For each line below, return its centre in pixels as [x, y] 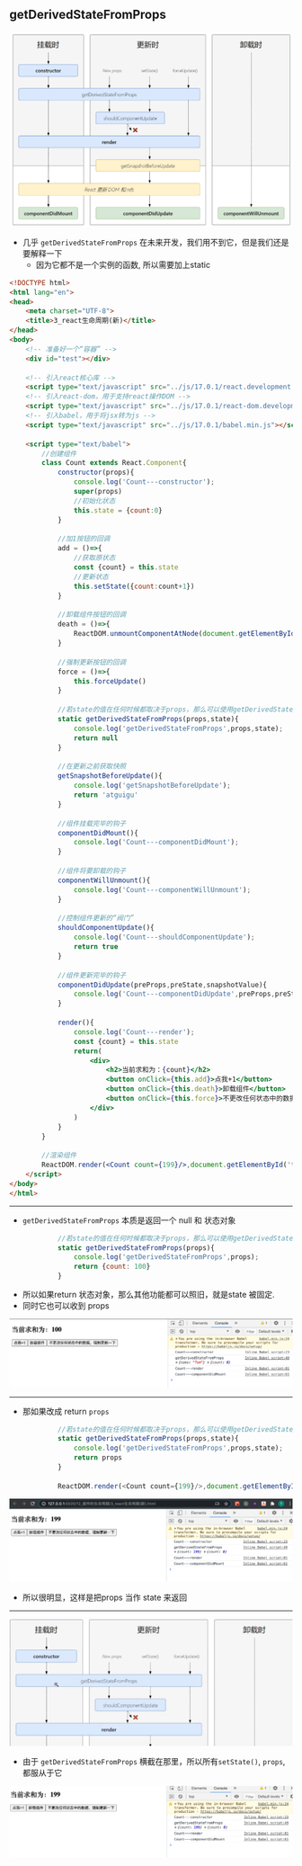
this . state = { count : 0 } [118, 510]
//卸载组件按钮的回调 [92, 615]
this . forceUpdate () [110, 681]
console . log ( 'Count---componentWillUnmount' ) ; [162, 889]
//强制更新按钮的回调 [92, 662]
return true [96, 947]
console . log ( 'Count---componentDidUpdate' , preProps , [174, 994]
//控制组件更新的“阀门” [96, 918]
